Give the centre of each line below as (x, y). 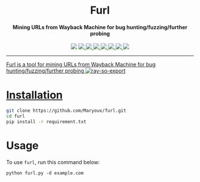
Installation (35, 95)
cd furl (16, 117)
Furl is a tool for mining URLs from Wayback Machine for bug (81, 65)
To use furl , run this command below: (53, 162)
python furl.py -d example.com (45, 173)
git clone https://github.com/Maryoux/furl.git (66, 111)
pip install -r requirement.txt (46, 122)
